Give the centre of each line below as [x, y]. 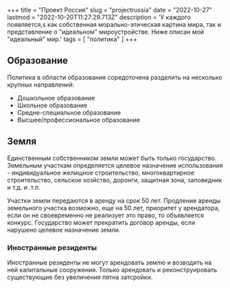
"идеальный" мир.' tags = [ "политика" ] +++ [72, 39]
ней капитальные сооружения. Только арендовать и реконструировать [112, 269]
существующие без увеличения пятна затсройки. [80, 277]
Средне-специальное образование [69, 112]
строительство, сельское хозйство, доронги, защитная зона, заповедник [115, 180]
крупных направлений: [41, 85]
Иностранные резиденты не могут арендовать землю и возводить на [110, 262]
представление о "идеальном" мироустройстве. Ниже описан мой [106, 32]
